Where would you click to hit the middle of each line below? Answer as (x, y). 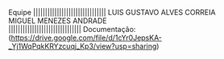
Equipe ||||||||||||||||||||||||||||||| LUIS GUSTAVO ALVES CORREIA (112, 12)
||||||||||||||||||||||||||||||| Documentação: (72, 29)
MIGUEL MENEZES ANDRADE (58, 21)
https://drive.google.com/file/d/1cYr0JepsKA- (87, 37)
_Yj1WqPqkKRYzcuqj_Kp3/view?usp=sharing (83, 46)
